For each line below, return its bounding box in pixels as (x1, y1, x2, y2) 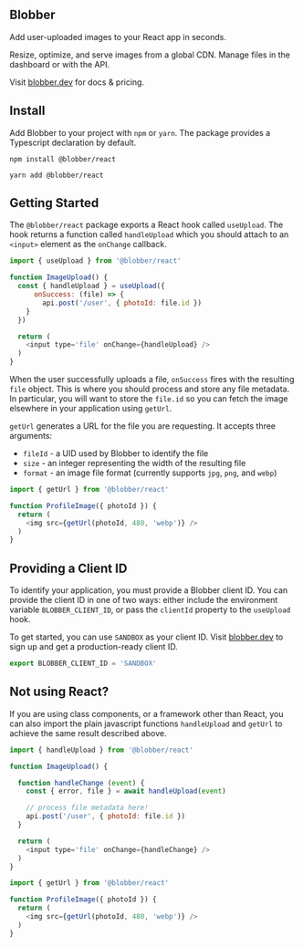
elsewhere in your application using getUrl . (9, 403, 172, 414)
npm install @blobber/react (9, 154, 117, 163)
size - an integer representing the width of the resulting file (22, 458, 246, 469)
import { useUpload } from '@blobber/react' (9, 256, 182, 265)
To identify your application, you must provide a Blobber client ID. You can (9, 585, 288, 596)
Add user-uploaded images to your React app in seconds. (9, 31, 226, 42)
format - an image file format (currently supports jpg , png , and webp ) (22, 467, 277, 478)
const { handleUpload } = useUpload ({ (17, 282, 166, 291)
